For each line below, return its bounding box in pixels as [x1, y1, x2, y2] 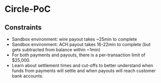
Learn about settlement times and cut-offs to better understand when [11, 63, 154, 68]
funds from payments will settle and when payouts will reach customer [11, 68, 156, 74]
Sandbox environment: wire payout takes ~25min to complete [11, 36, 137, 42]
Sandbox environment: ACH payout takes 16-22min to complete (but [11, 41, 151, 47]
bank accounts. [11, 73, 43, 79]
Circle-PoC [4, 3, 51, 15]
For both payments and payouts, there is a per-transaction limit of [11, 52, 146, 58]
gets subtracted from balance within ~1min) [11, 47, 101, 52]
